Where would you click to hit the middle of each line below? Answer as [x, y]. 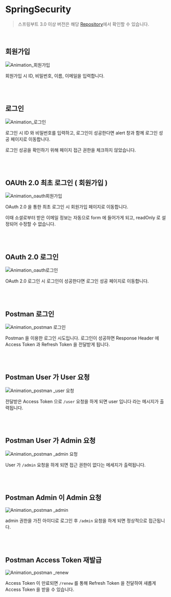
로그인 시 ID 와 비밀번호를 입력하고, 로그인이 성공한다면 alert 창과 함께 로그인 [82, 133]
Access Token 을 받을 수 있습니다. [40, 589]
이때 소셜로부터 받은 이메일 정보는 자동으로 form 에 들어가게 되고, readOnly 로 [83, 218]
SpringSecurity [38, 9]
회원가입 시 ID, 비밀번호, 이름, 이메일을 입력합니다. [55, 75]
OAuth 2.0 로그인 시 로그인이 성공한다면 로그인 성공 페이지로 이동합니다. [77, 281]
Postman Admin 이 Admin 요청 [53, 498]
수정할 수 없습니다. [37, 224]
